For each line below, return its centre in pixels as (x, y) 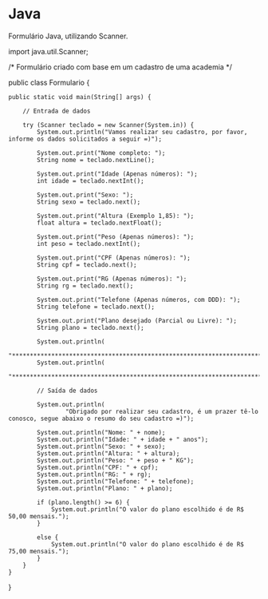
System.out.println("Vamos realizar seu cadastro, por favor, (142, 132)
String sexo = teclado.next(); (89, 202)
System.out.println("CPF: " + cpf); (98, 467)
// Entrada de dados (57, 111)
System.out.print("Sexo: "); (85, 195)
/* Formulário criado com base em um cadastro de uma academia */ (120, 67)
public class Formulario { (49, 82)
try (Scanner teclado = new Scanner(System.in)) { (108, 125)
